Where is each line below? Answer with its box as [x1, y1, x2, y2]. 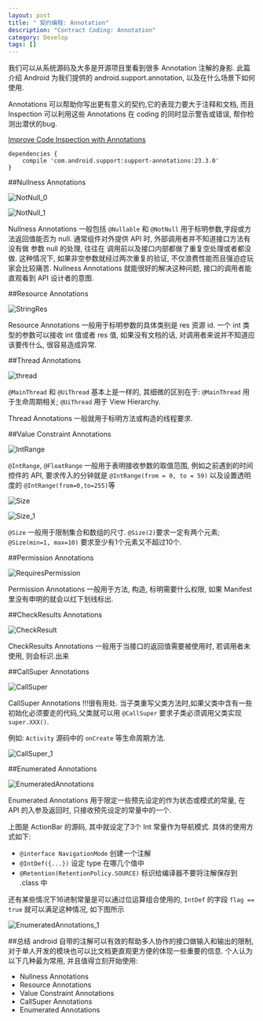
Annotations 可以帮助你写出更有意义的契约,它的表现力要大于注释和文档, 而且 [8, 100, 255, 109]
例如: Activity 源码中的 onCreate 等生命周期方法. [8, 734, 166, 743]
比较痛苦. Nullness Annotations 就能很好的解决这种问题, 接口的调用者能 [21, 264, 252, 273]
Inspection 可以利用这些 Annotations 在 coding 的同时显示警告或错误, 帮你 [8, 109, 247, 119]
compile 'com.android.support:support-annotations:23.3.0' [22, 157, 220, 165]
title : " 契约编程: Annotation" [8, 19, 110, 27]
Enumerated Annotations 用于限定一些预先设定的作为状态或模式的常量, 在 [8, 796, 246, 805]
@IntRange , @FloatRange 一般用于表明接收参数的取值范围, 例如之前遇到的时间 [8, 461, 254, 470]
